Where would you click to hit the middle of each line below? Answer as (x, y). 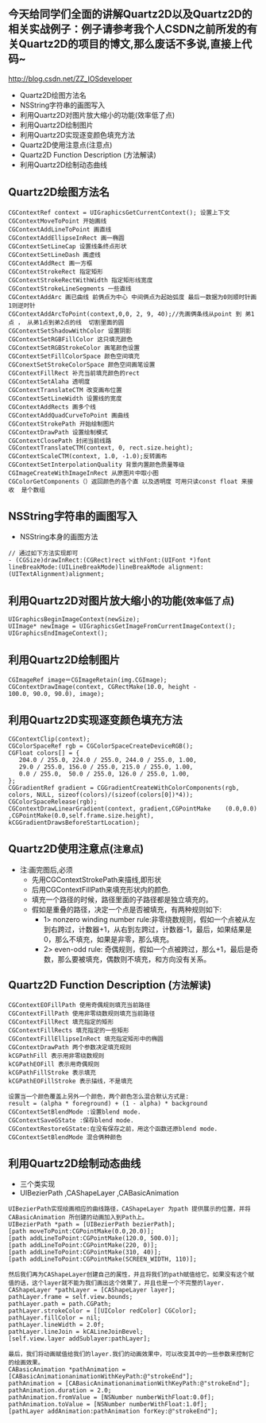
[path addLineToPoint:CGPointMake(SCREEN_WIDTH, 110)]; (102, 1259)
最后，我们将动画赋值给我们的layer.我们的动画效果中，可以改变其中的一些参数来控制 (128, 1355)
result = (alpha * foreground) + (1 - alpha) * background (108, 1103)
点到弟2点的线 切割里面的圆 (83, 322)
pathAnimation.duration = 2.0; (60, 1390)
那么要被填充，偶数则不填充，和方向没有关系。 (134, 959)
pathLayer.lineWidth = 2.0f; (56, 1325)
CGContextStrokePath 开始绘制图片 (62, 424)
